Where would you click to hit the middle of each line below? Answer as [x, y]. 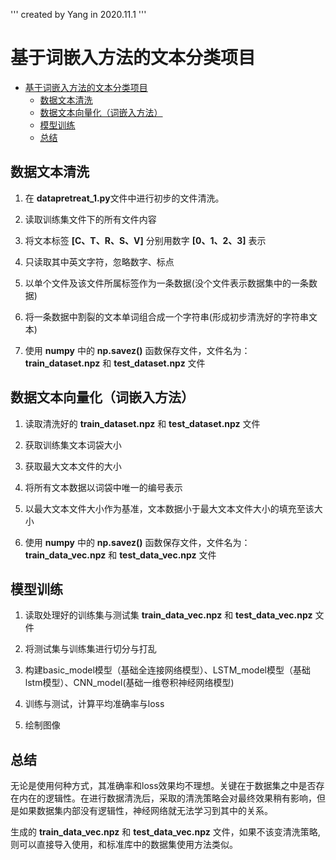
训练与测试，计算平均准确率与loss [94, 704]
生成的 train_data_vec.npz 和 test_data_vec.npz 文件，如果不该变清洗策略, [165, 832]
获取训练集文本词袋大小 [73, 445]
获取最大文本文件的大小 [73, 466]
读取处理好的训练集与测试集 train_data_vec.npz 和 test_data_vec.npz [168, 615]
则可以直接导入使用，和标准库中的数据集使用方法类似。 [124, 845]
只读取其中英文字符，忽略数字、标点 [99, 261]
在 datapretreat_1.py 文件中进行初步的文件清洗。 [124, 198]
